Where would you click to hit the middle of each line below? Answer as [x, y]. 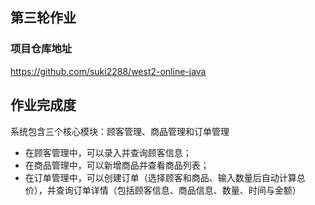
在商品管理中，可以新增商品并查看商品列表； [117, 165]
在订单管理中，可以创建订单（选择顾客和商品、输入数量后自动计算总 [165, 177]
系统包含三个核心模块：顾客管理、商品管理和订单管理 [120, 131]
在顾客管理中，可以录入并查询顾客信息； [108, 152]
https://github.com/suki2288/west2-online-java [108, 71]
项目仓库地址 [41, 49]
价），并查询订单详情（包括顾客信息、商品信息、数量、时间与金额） [163, 190]
